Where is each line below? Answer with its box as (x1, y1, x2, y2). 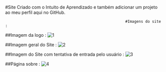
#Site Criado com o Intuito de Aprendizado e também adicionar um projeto (5, 4, 158, 10)
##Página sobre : (5, 61, 41, 67)
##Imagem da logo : (5, 32, 46, 38)
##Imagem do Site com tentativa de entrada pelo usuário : (5, 52, 124, 57)
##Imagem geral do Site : (5, 42, 57, 48)
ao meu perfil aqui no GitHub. (5, 9, 66, 15)
